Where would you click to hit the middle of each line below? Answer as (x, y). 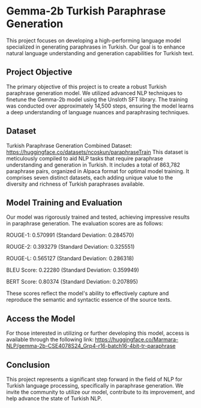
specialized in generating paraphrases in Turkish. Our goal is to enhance (96, 47)
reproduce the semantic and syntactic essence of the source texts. (89, 300)
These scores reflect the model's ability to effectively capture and (88, 293)
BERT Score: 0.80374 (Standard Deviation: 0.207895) (72, 282)
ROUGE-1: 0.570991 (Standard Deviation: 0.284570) (70, 235)
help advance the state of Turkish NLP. (54, 398)
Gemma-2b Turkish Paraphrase (86, 11)
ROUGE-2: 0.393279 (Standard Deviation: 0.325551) (70, 247)
